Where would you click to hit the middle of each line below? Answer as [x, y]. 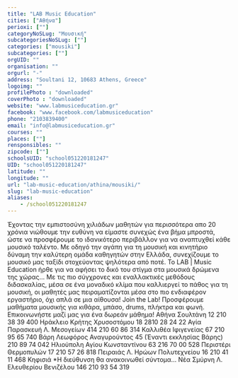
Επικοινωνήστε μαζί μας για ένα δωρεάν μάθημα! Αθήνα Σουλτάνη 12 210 [117, 314]
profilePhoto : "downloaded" [50, 93]
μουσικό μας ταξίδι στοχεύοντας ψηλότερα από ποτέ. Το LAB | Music [110, 262]
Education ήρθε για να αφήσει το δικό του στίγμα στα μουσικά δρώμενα [113, 270]
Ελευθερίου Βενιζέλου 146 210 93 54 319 [68, 367]
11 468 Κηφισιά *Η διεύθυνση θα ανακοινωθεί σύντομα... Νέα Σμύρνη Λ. [115, 360]
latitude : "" [27, 171]
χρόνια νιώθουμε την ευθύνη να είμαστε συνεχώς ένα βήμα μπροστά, [111, 232]
